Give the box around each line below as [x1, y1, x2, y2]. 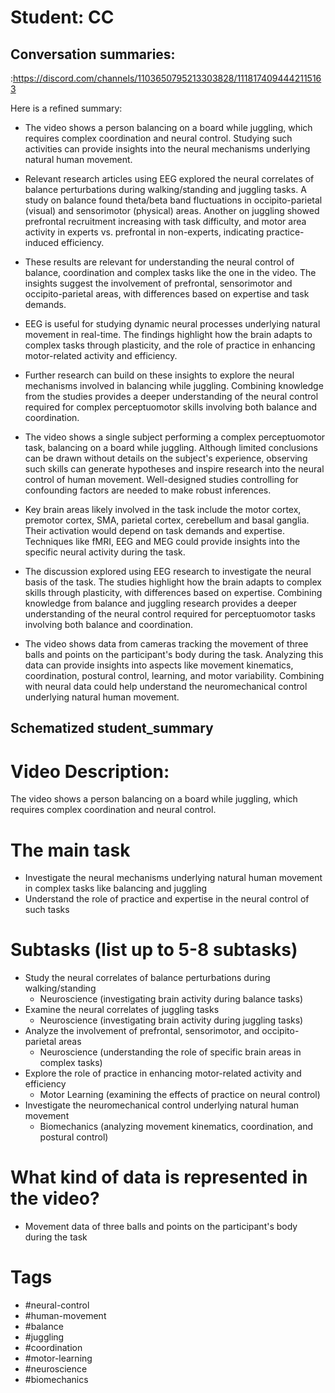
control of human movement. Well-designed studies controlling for [24, 474, 299, 485]
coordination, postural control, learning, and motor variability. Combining [24, 670, 325, 681]
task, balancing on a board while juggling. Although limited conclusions [24, 442, 318, 453]
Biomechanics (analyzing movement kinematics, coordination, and [39, 1121, 313, 1133]
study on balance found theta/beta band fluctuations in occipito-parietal [24, 194, 323, 206]
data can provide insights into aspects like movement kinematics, [24, 659, 294, 671]
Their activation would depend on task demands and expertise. [24, 525, 286, 536]
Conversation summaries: [10, 46, 176, 63]
